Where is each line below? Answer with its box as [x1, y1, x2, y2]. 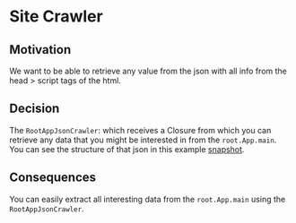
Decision [9, 101, 60, 116]
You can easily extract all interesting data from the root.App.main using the [9, 193, 286, 204]
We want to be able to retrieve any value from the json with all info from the [9, 65, 287, 76]
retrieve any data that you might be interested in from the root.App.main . [9, 134, 277, 145]
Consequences [9, 170, 97, 185]
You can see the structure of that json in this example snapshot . [9, 143, 245, 154]
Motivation [9, 42, 72, 57]
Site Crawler [9, 6, 103, 27]
